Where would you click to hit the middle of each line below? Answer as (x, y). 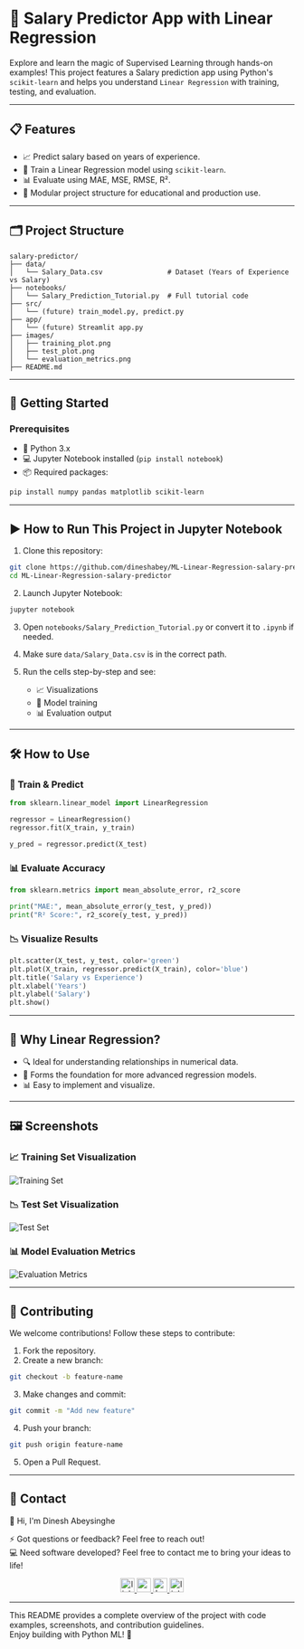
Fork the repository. (59, 1350)
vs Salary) (30, 280)
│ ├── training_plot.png (60, 343)
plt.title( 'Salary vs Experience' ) (76, 977)
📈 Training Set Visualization (73, 1157)
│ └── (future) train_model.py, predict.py (96, 311)
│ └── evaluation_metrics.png (70, 359)
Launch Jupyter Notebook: (72, 592)
